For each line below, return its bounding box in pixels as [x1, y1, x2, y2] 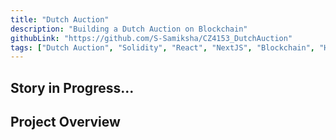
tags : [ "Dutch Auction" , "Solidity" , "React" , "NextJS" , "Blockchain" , [10, 42, 315, 53]
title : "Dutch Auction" [10, 14, 110, 25]
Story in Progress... [10, 79, 135, 96]
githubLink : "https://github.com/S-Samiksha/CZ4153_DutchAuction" [10, 33, 293, 43]
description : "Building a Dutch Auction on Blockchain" [10, 24, 248, 34]
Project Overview [10, 114, 121, 131]
